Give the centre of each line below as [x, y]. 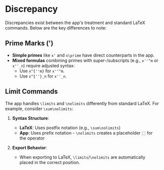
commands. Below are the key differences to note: [56, 28]
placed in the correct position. [50, 162]
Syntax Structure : [31, 118]
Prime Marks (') [29, 43]
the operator [32, 138]
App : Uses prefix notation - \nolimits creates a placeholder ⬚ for [86, 133]
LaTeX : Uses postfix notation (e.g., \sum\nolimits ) [70, 127]
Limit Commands [32, 92]
